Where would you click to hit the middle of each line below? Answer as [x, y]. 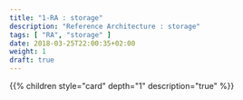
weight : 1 [28, 52]
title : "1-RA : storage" [56, 18]
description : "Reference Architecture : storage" [105, 26]
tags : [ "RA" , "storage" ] [60, 35]
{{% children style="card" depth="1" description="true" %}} [122, 86]
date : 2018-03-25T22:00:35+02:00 [73, 43]
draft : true [32, 60]
